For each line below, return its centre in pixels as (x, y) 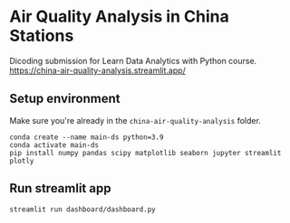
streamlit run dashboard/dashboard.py (82, 209)
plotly (22, 161)
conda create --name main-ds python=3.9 (87, 137)
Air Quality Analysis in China (119, 17)
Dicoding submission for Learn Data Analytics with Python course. (133, 60)
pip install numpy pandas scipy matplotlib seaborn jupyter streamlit (145, 153)
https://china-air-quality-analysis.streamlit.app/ (97, 70)
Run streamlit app (60, 188)
